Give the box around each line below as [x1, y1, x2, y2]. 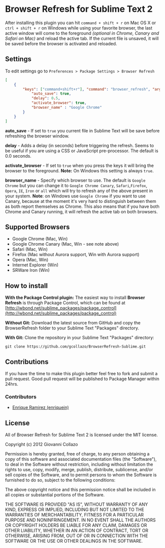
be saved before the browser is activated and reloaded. [5, 40, 117, 46]
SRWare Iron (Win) [12, 267, 50, 273]
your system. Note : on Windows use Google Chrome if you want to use [5, 193, 146, 199]
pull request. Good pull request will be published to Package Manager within [5, 376, 160, 382]
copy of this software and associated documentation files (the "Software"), [5, 456, 157, 462]
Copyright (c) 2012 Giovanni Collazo [5, 442, 79, 448]
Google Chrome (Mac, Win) [12, 236, 68, 242]
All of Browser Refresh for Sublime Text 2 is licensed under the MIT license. [5, 432, 158, 438]
